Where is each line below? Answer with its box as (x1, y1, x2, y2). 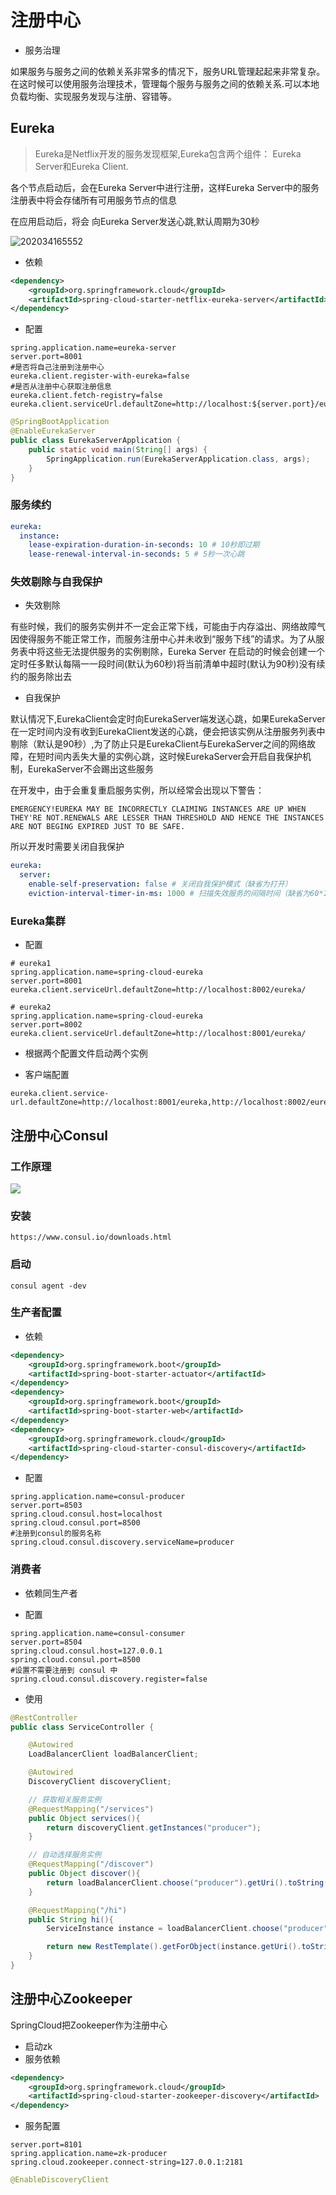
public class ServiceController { (10, 1722, 155, 1732)
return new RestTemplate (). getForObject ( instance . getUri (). (46, 1942, 302, 1952)
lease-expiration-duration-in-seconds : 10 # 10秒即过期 (28, 540, 260, 550)
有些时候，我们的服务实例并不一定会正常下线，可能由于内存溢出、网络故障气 (10, 621, 326, 633)
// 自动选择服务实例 (28, 1850, 102, 1860)
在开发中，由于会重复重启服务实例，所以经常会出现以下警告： (10, 784, 265, 796)
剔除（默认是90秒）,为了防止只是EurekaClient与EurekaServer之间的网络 (10, 738, 308, 750)
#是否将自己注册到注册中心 (10, 362, 105, 373)
